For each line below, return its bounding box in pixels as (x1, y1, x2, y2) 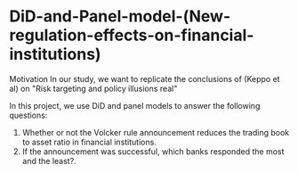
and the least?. (21, 155, 77, 166)
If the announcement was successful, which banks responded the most (21, 145, 285, 157)
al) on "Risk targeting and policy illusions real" (9, 83, 178, 94)
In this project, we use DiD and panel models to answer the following (9, 100, 261, 111)
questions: (9, 110, 48, 120)
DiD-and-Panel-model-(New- (9, 6, 231, 27)
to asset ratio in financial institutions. (21, 136, 157, 147)
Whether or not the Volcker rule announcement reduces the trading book (21, 127, 290, 137)
